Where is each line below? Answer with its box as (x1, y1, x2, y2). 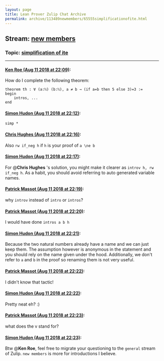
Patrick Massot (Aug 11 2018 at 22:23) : (5, 312, 85, 318)
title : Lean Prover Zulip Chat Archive (5, 12, 86, 17)
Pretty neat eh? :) (5, 301, 40, 307)
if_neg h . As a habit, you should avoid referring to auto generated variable (5, 170, 155, 176)
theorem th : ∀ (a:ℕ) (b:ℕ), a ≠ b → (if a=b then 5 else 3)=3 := (5, 87, 143, 92)
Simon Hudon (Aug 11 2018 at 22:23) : (5, 335, 82, 340)
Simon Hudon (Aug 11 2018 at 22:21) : (5, 230, 81, 236)
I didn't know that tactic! (5, 279, 54, 285)
